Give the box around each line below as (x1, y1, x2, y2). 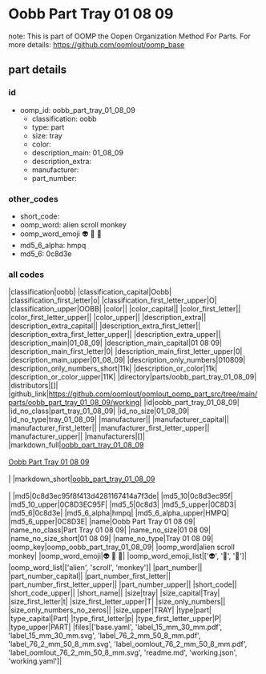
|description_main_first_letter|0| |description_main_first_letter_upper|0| (8, 347, 243, 356)
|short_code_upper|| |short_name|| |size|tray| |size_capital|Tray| (8, 588, 220, 598)
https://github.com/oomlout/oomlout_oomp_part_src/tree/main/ (48, 389, 258, 399)
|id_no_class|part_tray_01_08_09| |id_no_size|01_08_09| (8, 406, 190, 416)
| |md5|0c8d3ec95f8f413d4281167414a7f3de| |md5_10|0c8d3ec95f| (8, 491, 234, 501)
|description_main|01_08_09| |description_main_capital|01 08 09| (8, 338, 223, 348)
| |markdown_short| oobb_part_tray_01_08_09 (8, 474, 155, 484)
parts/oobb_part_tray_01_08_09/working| (8, 398, 143, 407)
